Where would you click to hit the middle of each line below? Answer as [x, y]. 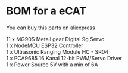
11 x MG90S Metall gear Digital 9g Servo [55, 39]
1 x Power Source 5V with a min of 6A [52, 65]
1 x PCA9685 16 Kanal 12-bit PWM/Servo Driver [64, 58]
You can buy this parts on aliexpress [51, 28]
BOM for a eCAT [46, 11]
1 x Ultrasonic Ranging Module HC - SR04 [57, 51]
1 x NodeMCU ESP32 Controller [45, 45]
